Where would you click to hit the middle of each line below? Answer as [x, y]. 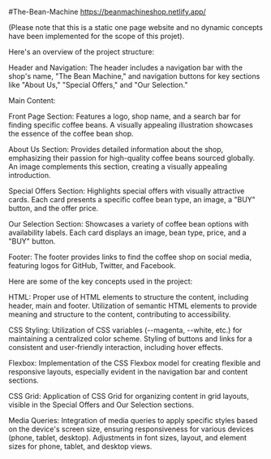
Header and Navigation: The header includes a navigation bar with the [126, 67]
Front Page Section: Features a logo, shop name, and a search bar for [125, 116]
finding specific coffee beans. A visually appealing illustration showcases [131, 125]
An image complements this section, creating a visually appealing [118, 167]
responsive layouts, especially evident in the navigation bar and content [128, 372]
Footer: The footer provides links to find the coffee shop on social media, [130, 257]
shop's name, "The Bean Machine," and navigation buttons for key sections [134, 76]
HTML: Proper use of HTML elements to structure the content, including [129, 297]
